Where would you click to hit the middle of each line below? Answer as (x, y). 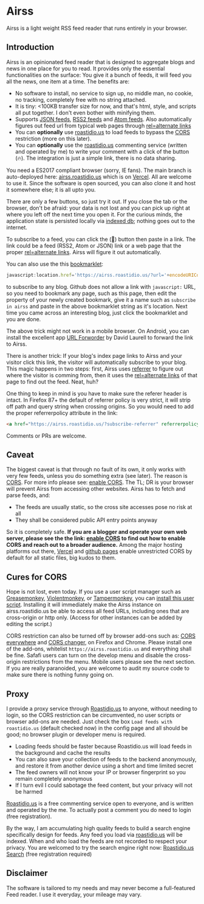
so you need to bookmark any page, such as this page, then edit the (91, 293)
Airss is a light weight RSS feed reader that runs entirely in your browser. (97, 28)
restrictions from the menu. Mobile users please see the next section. (109, 662)
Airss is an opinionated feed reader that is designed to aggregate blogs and (101, 62)
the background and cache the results (63, 753)
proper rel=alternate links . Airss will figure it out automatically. (84, 252)
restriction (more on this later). (53, 138)
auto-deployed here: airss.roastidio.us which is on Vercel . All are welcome (99, 176)
